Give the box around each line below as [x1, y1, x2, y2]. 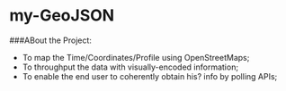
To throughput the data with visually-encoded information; [22, 62, 239, 72]
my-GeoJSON [9, 5, 115, 26]
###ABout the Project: [9, 35, 93, 45]
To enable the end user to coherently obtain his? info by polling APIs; [22, 70, 278, 81]
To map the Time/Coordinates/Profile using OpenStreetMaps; [22, 52, 250, 62]
